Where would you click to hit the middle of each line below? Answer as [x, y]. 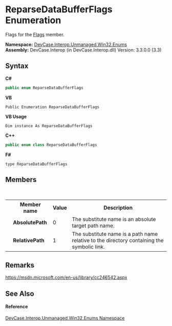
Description [118, 208]
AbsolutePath [30, 222]
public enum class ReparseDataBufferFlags [51, 145]
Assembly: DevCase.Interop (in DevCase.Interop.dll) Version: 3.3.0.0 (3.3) [83, 50]
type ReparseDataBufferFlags [36, 164]
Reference [17, 307]
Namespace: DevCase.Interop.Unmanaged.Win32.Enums [66, 44]
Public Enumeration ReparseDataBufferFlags [52, 107]
